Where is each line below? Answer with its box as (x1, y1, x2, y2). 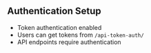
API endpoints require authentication (17, 37, 122, 46)
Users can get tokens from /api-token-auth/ (17, 31, 145, 39)
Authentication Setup (7, 5, 101, 17)
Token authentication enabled (17, 23, 102, 31)
